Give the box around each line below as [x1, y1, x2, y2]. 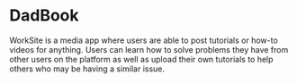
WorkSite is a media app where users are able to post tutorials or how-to [9, 35, 279, 46]
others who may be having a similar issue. [9, 63, 165, 74]
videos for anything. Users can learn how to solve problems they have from [9, 44, 289, 54]
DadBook [9, 5, 79, 26]
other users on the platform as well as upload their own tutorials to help [9, 54, 274, 64]
